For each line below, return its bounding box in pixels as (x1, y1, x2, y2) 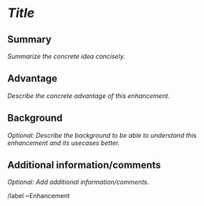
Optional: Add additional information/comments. (7, 178, 149, 186)
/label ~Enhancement (7, 192, 70, 200)
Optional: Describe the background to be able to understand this (7, 131, 197, 139)
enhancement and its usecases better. (7, 139, 120, 147)
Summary (7, 33, 52, 45)
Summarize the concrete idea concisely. (7, 52, 126, 60)
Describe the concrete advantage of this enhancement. (7, 91, 171, 100)
